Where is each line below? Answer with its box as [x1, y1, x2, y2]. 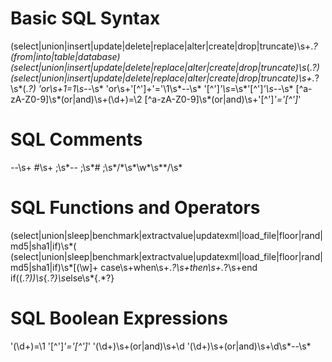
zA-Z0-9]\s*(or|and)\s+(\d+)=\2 [10, 93, 143, 105]
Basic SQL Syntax [10, 7, 161, 30]
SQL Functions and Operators [10, 197, 261, 219]
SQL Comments [10, 128, 143, 151]
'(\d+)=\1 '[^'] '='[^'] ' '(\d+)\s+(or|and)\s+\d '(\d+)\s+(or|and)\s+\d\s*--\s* [10, 340, 312, 352]
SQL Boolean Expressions [10, 307, 228, 329]
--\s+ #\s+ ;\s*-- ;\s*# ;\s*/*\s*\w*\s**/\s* [10, 161, 183, 173]
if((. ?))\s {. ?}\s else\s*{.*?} [10, 272, 115, 284]
